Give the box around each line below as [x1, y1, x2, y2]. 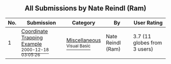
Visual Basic [66, 43, 91, 49]
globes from [133, 39, 162, 46]
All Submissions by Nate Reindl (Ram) [24, 4, 147, 13]
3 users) [133, 45, 154, 52]
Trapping [21, 34, 43, 41]
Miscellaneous [66, 37, 101, 44]
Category [72, 19, 96, 26]
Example [21, 40, 42, 47]
